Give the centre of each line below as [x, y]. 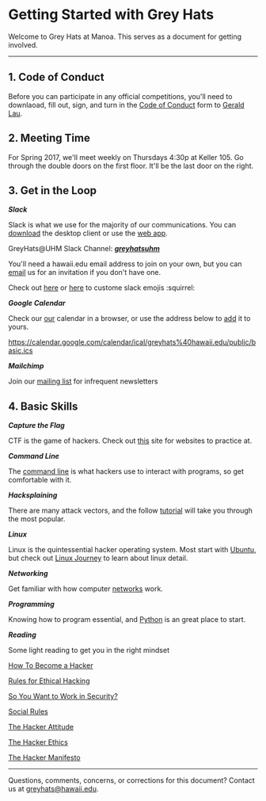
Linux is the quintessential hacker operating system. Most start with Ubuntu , [132, 550]
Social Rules [28, 711]
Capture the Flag [36, 425]
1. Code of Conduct [56, 77]
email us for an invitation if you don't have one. [85, 273]
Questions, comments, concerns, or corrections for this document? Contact [131, 780]
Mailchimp [26, 366]
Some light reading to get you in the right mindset [89, 650]
